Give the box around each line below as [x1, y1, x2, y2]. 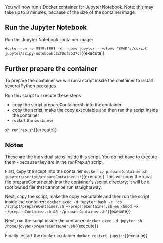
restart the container [12, 117, 54, 123]
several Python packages [5, 83, 56, 89]
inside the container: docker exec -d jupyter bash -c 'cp [5, 199, 122, 205]
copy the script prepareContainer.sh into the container [12, 101, 122, 107]
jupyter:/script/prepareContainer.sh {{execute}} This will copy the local [5, 174, 152, 180]
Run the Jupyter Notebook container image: [5, 36, 93, 42]
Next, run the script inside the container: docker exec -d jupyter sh [5, 218, 143, 224]
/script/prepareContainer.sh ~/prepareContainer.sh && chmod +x [5, 204, 139, 209]
